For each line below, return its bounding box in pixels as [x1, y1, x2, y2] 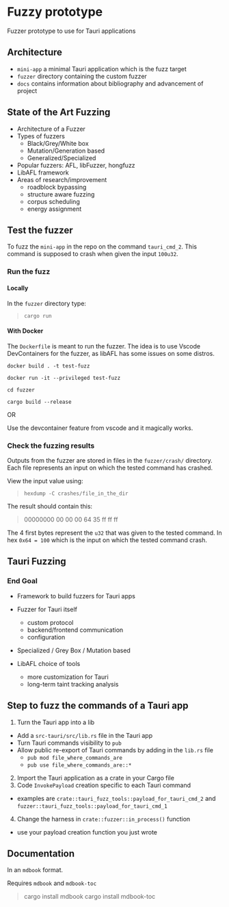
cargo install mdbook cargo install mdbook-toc [23, 893, 156, 901]
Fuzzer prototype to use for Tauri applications [7, 27, 136, 35]
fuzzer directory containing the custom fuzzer [16, 72, 147, 80]
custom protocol [27, 618, 74, 626]
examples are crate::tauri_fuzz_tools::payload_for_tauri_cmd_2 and [16, 794, 217, 802]
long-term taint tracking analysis [27, 680, 119, 688]
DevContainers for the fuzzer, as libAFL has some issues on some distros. [7, 349, 215, 357]
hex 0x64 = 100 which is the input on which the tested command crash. [7, 536, 207, 544]
